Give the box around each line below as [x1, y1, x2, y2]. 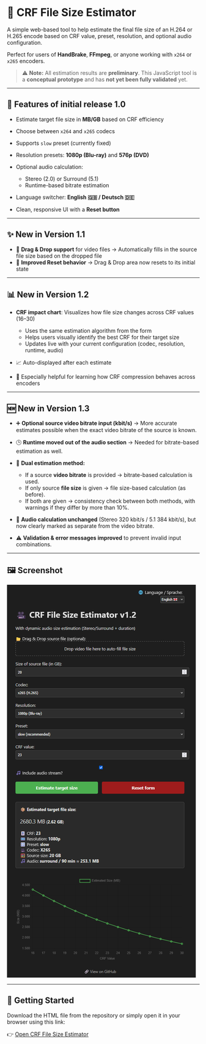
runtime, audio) [24, 347, 64, 354]
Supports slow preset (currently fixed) [15, 139, 112, 147]
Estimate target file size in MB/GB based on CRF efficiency [15, 115, 164, 123]
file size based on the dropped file [15, 252, 103, 260]
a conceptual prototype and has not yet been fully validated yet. [21, 75, 188, 83]
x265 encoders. [7, 57, 45, 64]
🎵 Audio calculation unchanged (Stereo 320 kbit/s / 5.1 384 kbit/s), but [15, 516, 196, 524]
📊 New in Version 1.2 [7, 289, 89, 300]
